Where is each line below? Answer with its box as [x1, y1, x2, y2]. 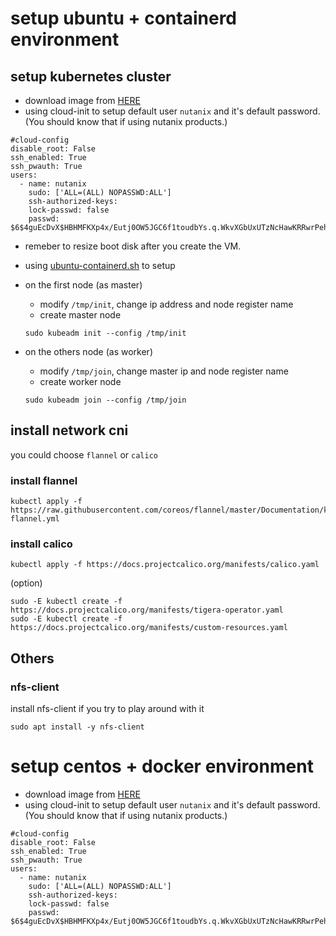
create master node [39, 309, 122, 321]
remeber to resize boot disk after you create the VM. [24, 240, 242, 252]
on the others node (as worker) [24, 346, 153, 357]
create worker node [39, 376, 122, 387]
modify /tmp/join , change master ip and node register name [39, 365, 289, 377]
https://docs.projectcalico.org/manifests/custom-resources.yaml [10, 623, 288, 633]
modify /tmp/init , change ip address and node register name [39, 298, 294, 310]
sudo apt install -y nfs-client [10, 722, 145, 732]
